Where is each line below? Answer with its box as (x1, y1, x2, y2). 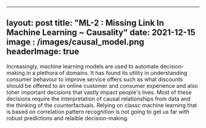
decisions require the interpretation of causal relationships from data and (6, 95, 191, 102)
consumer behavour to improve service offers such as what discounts (6, 76, 183, 83)
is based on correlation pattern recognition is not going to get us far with (6, 108, 190, 115)
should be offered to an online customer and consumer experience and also (6, 82, 198, 89)
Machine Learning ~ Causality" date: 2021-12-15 (6, 27, 196, 38)
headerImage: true (6, 46, 80, 57)
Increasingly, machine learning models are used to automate (6, 62, 159, 70)
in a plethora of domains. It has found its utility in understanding (26, 69, 188, 76)
